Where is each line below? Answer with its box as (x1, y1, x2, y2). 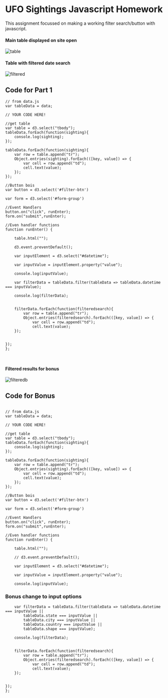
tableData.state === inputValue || (23, 613, 98, 618)
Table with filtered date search (5, 60, 70, 66)
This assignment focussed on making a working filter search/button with (5, 20, 155, 26)
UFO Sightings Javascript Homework (5, 4, 163, 15)
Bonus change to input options (5, 593, 82, 600)
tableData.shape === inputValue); (23, 626, 96, 631)
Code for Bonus (5, 391, 55, 400)
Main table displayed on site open (5, 37, 77, 43)
